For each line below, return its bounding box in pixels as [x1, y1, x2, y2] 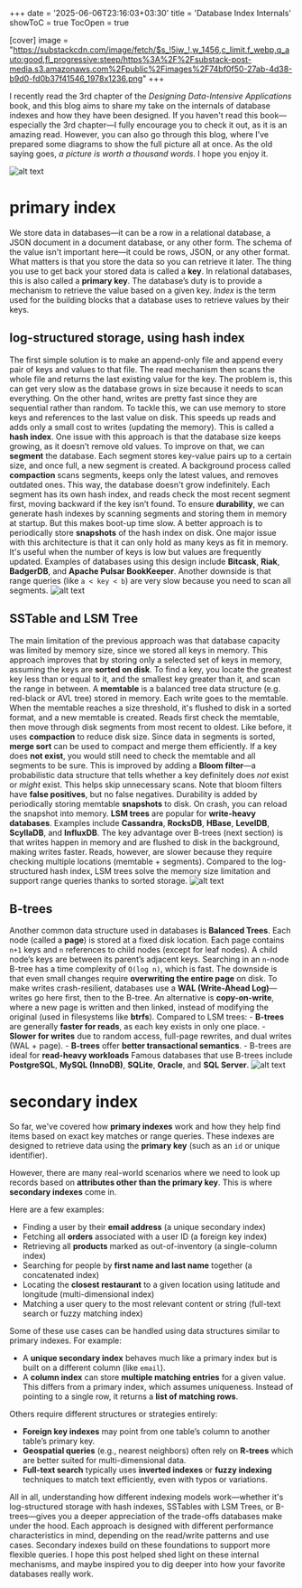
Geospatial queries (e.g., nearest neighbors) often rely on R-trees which [22, 1445, 294, 1456]
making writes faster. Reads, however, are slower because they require [9, 846, 273, 857]
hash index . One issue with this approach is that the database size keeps [9, 431, 281, 442]
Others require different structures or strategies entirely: [9, 1409, 218, 1420]
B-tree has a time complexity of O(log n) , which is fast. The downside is [9, 963, 278, 974]
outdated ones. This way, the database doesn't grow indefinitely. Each [9, 479, 270, 490]
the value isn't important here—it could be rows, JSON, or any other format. [9, 246, 290, 257]
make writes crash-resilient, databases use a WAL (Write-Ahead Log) [9, 982, 270, 993]
